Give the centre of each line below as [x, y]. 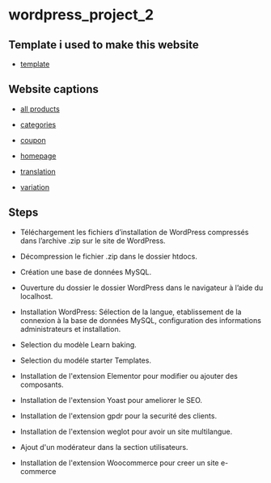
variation [35, 187]
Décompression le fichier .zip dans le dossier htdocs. [109, 256]
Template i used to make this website [104, 45]
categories [38, 124]
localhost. [36, 296]
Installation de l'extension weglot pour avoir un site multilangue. [126, 431]
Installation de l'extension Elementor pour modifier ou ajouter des [129, 376]
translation [38, 171]
